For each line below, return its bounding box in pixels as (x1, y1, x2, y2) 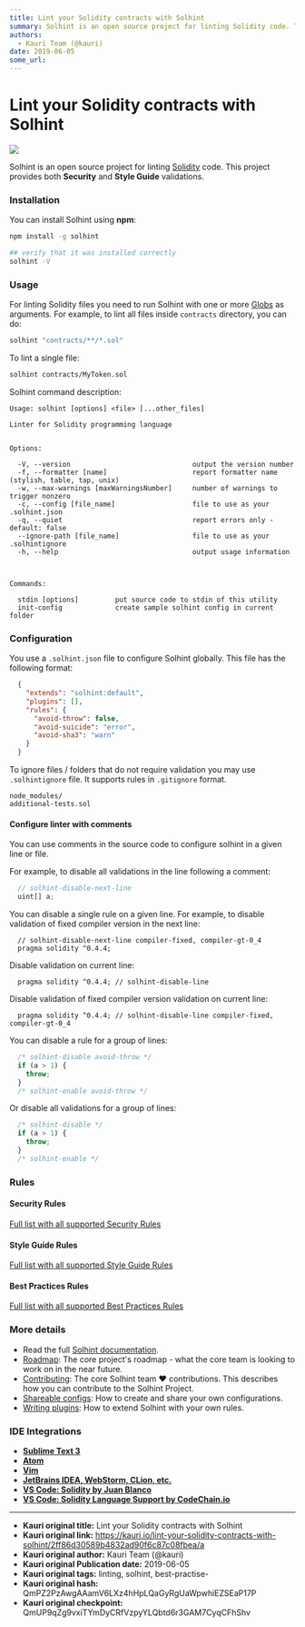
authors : (9, 30, 43, 39)
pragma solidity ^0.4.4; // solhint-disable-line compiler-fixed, (17, 1011, 274, 1020)
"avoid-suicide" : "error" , (33, 723, 136, 732)
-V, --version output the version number (17, 460, 295, 469)
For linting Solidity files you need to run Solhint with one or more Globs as (9, 299, 284, 310)
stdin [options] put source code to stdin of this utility (17, 595, 279, 604)
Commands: (9, 579, 47, 588)
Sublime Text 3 (22, 1445, 81, 1456)
